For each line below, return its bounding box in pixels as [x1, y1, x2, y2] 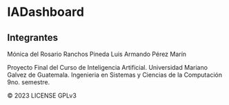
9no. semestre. [7, 78, 50, 86]
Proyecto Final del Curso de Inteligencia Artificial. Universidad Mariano [7, 64, 208, 71]
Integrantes [7, 32, 59, 44]
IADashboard [7, 4, 85, 20]
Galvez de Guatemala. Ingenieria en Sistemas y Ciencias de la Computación [7, 70, 223, 79]
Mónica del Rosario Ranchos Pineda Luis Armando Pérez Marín [7, 50, 187, 58]
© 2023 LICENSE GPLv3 [7, 91, 77, 99]
